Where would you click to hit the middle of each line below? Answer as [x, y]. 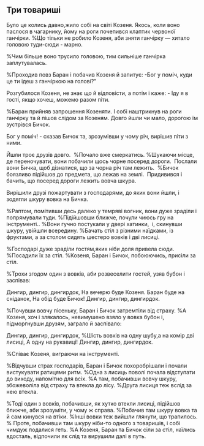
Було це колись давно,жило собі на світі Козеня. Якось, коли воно [93, 25]
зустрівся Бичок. [28, 124]
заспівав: [18, 280]
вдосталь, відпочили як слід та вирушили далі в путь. [76, 436]
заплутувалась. [27, 62]
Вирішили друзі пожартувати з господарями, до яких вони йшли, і [93, 192]
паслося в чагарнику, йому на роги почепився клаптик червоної [91, 31]
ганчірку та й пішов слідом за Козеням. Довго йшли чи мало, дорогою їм [102, 118]
